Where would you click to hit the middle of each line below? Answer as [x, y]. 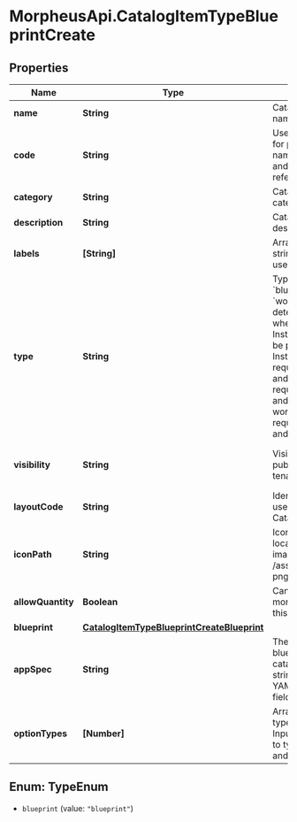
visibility [32, 465]
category [33, 197]
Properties [39, 68]
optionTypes [41, 734]
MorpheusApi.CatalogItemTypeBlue [144, 16]
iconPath [33, 554]
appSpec [33, 669]
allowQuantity [44, 602]
